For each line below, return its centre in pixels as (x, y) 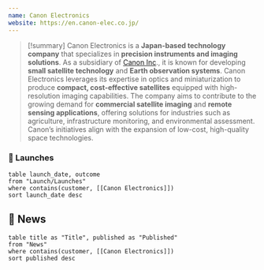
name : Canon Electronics (49, 15)
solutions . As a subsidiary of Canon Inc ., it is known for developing (136, 62)
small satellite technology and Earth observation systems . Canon (136, 70)
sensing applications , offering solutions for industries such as (129, 112)
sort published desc (42, 258)
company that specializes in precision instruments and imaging (132, 54)
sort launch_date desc (45, 195)
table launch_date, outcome (54, 174)
